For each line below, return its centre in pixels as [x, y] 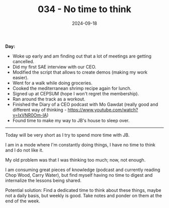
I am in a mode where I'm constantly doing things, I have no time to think [80, 144]
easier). [20, 77]
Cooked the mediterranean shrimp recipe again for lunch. [72, 88]
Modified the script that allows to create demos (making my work [80, 72]
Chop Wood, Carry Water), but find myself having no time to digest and [79, 175]
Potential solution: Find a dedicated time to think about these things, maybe [83, 190]
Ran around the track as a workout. [49, 99]
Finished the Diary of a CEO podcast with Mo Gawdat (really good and [85, 104]
